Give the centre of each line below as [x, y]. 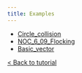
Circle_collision [39, 34]
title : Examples [31, 14]
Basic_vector [36, 48]
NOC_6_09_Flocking [46, 41]
